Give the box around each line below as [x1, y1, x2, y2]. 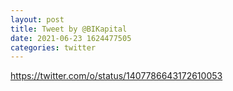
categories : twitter [10, 42, 97, 53]
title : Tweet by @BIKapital [10, 24, 128, 34]
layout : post [10, 14, 65, 25]
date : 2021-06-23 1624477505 [10, 33, 132, 43]
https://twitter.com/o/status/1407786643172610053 [10, 70, 223, 82]
